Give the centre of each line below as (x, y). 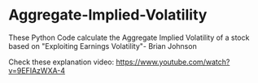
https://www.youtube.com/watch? (173, 62)
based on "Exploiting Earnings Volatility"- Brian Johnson (103, 46)
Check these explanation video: (61, 62)
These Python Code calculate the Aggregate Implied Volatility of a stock (129, 37)
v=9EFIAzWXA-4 (37, 70)
